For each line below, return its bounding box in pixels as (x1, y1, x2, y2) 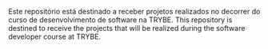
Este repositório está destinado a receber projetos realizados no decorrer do (8, 7, 261, 16)
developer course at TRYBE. (8, 32, 102, 41)
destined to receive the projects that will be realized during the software (8, 24, 246, 32)
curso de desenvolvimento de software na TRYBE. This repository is (8, 15, 233, 24)
